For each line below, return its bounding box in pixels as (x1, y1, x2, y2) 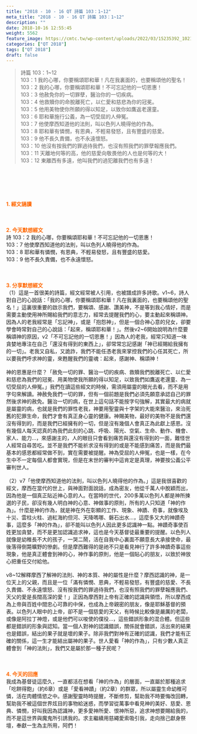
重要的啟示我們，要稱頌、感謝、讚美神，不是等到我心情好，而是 (36, 303, 191, 310)
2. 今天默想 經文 (6, 226, 43, 233)
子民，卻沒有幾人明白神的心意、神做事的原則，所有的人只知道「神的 (16, 499, 181, 506)
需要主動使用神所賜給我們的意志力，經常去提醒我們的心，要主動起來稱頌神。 (6, 311, 191, 318)
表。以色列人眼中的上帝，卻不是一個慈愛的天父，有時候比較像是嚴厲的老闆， (6, 607, 191, 615)
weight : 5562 (6, 30, 38, 36)
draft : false (6, 52, 38, 58)
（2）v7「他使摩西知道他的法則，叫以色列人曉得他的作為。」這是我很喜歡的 (6, 477, 188, 484)
